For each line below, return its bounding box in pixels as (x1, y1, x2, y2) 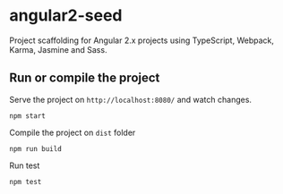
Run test (9, 160, 40, 171)
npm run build (9, 144, 63, 153)
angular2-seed (9, 5, 123, 26)
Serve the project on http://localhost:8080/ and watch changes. (9, 94, 253, 105)
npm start (9, 111, 47, 121)
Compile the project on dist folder (9, 127, 136, 138)
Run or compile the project (9, 71, 160, 86)
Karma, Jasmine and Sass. (9, 44, 107, 55)
